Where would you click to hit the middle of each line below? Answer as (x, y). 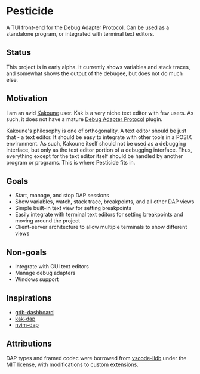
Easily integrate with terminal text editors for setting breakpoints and (99, 214)
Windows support (37, 279)
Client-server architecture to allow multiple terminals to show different (101, 227)
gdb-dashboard (34, 312)
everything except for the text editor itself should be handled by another (95, 156)
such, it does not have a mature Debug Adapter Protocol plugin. (84, 119)
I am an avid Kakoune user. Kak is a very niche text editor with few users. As (100, 113)
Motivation (27, 99)
